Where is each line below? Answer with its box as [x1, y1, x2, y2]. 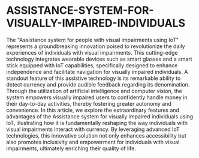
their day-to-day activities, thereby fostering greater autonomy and [6, 100, 172, 107]
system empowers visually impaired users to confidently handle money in [6, 94, 188, 101]
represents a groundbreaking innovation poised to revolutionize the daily [6, 43, 185, 50]
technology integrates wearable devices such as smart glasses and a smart [6, 55, 193, 62]
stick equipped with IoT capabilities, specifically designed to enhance [6, 61, 178, 69]
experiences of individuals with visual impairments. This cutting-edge [6, 49, 178, 56]
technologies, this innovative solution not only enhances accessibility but [6, 132, 187, 139]
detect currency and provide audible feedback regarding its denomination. [6, 81, 190, 88]
